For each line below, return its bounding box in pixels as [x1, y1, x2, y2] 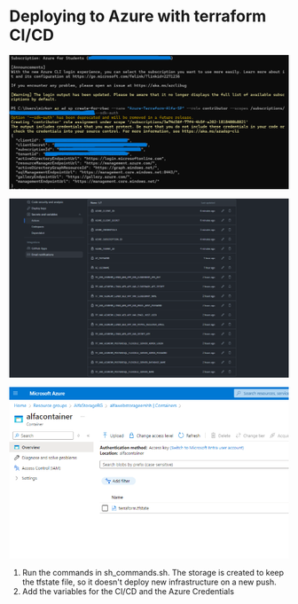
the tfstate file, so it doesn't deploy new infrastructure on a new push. [21, 577, 277, 587]
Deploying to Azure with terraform [9, 6, 267, 27]
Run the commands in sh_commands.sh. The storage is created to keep [21, 567, 285, 577]
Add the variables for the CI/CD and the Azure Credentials [21, 585, 235, 596]
